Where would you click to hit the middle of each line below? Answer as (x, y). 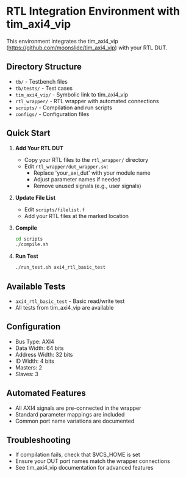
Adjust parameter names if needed (77, 179)
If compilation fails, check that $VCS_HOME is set (77, 455)
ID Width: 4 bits (35, 361)
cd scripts (29, 239)
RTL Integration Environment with (93, 11)
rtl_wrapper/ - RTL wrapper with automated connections (87, 101)
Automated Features (46, 393)
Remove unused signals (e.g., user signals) (87, 186)
